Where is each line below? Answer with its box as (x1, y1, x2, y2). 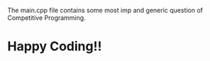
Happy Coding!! (7, 38, 102, 55)
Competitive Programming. (7, 13, 87, 22)
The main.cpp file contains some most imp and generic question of (7, 6, 204, 14)
